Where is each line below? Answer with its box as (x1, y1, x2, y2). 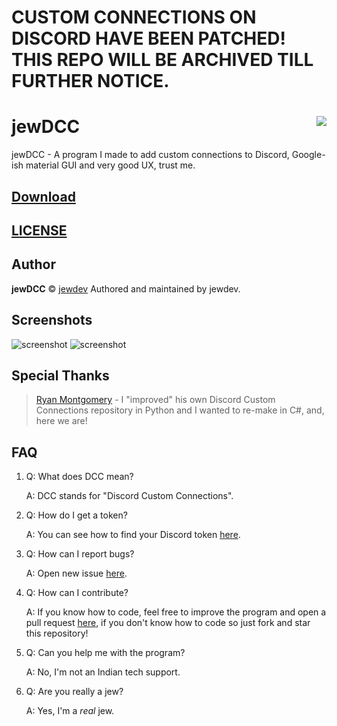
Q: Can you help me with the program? (25, 647, 186, 659)
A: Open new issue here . (25, 567, 128, 580)
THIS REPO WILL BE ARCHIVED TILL (11, 49, 314, 71)
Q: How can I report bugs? (25, 548, 135, 560)
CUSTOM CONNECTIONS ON (11, 6, 257, 29)
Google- (291, 149, 326, 161)
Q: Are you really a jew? (25, 686, 124, 698)
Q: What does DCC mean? (25, 471, 134, 483)
